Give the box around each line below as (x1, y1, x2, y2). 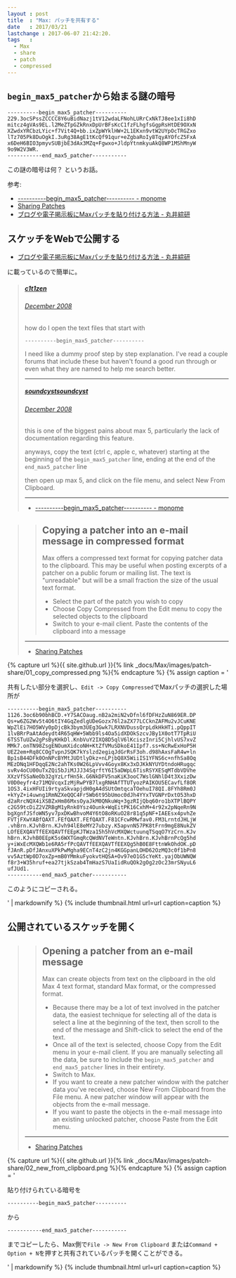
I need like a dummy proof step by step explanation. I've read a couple (24, 349, 228, 358)
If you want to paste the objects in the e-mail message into (52, 1107, 223, 1116)
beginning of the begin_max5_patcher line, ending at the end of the (24, 455, 216, 463)
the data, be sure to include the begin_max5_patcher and (52, 1055, 214, 1064)
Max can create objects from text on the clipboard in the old (41, 975, 216, 983)
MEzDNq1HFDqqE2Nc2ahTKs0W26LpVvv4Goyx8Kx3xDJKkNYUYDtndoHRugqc (7, 761, 197, 768)
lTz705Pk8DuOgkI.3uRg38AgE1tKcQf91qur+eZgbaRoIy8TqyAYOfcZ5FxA (7, 134, 197, 141)
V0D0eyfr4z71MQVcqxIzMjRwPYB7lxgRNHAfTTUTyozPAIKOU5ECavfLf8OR (7, 779, 197, 786)
